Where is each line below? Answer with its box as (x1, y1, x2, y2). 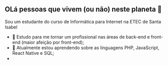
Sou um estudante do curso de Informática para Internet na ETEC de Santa (5, 18, 161, 24)
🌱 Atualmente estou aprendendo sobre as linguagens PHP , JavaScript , (12, 44, 159, 51)
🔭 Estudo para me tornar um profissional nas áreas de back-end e (12, 34, 150, 40)
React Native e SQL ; (12, 50, 54, 56)
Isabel (5, 24, 18, 30)
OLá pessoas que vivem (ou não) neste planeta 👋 (5, 5, 162, 14)
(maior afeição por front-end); (21, 39, 84, 45)
